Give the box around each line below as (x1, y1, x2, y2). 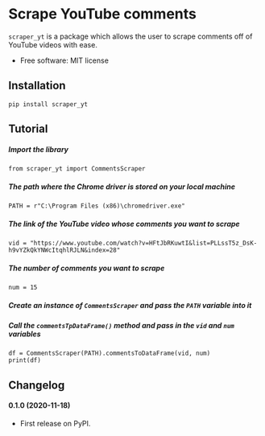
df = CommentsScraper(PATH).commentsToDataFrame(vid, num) (8, 349, 211, 358)
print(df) (8, 356, 42, 364)
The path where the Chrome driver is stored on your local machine (8, 182, 236, 191)
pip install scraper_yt (8, 100, 89, 109)
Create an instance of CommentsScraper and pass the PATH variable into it (8, 300, 252, 310)
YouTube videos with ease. (8, 39, 98, 49)
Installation (8, 79, 66, 93)
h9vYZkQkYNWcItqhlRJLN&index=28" (8, 246, 121, 254)
